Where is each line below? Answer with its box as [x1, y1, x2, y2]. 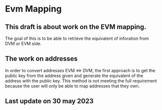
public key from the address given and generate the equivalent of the [5, 73, 144, 79]
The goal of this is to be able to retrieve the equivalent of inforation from [5, 35, 149, 41]
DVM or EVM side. [5, 41, 42, 47]
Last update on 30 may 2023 [5, 97, 94, 105]
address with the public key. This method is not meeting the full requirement [5, 78, 157, 83]
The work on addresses [5, 55, 78, 63]
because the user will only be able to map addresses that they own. [5, 83, 140, 89]
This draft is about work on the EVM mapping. [5, 23, 146, 31]
